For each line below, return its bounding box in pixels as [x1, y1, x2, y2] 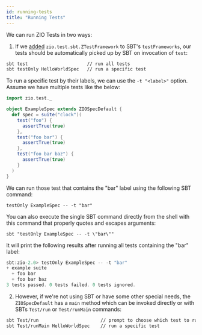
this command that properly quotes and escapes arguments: [6, 219, 156, 227]
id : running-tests [6, 8, 52, 15]
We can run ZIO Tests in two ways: [6, 31, 92, 38]
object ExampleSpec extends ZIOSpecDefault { [6, 106, 122, 112]
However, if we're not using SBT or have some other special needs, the [14, 293, 191, 300]
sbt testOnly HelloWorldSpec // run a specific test [6, 66, 147, 72]
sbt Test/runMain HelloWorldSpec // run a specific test [6, 323, 161, 329]
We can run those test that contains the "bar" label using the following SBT [6, 184, 191, 192]
